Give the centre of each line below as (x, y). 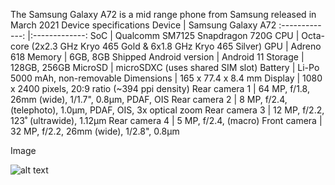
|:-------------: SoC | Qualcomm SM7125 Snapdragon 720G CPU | (163, 35)
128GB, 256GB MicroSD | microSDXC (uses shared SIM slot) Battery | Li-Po (165, 67)
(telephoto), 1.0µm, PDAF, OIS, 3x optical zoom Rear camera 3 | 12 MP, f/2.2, (167, 110)
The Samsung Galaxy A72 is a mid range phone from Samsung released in (163, 14)
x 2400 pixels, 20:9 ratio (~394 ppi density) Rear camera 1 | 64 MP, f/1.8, (160, 88)
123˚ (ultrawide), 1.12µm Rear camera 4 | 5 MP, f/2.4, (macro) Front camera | (166, 120)
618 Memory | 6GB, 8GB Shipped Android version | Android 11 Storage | (157, 57)
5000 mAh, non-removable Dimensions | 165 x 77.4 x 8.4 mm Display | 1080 (166, 78)
